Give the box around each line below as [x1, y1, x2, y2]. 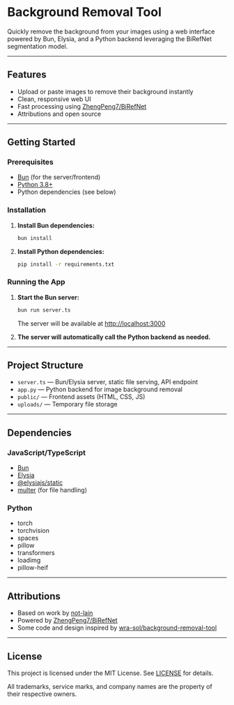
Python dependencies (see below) [17, 188, 116, 196]
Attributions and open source [17, 109, 102, 118]
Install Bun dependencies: [17, 221, 95, 229]
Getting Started [7, 137, 76, 149]
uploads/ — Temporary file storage [17, 400, 118, 409]
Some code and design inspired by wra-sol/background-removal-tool [17, 623, 217, 632]
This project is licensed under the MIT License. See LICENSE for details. [7, 669, 214, 677]
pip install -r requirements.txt [17, 261, 115, 268]
